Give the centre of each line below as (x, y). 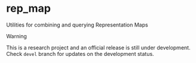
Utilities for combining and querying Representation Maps (77, 25)
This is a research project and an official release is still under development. (98, 47)
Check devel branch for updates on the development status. (80, 54)
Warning (16, 36)
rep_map (28, 9)
